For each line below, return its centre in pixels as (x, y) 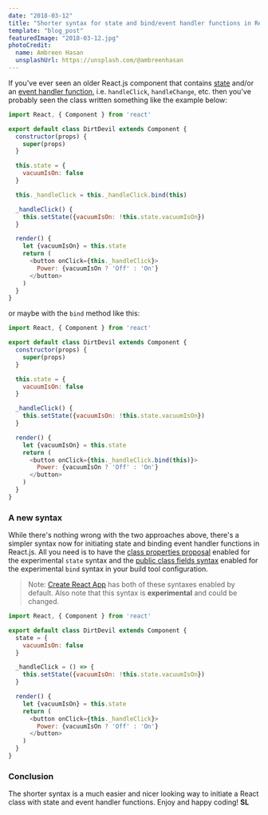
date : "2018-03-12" (41, 16)
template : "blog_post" (46, 30)
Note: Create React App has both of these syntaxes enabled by (131, 585)
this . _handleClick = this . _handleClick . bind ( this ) (101, 195)
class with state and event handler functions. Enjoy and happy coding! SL (129, 802)
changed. (43, 602)
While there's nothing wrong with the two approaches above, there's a (124, 535)
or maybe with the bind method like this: (74, 313)
